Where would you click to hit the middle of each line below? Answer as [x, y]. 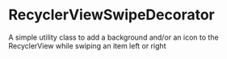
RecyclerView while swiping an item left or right [87, 45]
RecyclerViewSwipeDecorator [112, 15]
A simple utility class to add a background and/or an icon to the [114, 37]
